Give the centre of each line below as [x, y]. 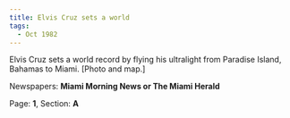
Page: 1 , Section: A [44, 104]
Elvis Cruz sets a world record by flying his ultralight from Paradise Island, [145, 60]
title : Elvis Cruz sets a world [69, 17]
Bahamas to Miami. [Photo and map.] [77, 69]
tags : [19, 26]
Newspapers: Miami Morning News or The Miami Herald [115, 87]
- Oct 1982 [38, 34]
